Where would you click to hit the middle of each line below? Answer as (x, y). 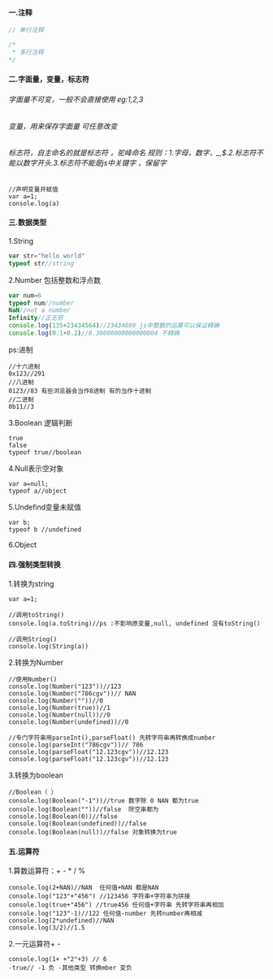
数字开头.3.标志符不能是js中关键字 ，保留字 (94, 163)
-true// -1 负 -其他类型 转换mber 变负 (70, 968)
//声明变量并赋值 (33, 189)
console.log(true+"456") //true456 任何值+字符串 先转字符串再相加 (117, 905)
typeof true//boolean (45, 452)
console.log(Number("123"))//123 (65, 687)
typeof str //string (41, 263)
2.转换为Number (36, 663)
